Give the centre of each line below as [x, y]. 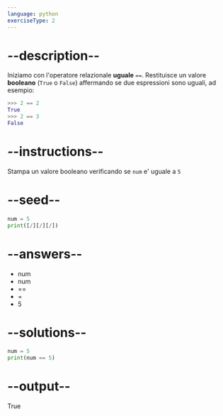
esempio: [21, 90]
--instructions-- [56, 152]
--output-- [39, 387]
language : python [33, 14]
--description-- [54, 56]
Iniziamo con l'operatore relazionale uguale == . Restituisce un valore [107, 75]
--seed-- [34, 200]
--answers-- [45, 254]
